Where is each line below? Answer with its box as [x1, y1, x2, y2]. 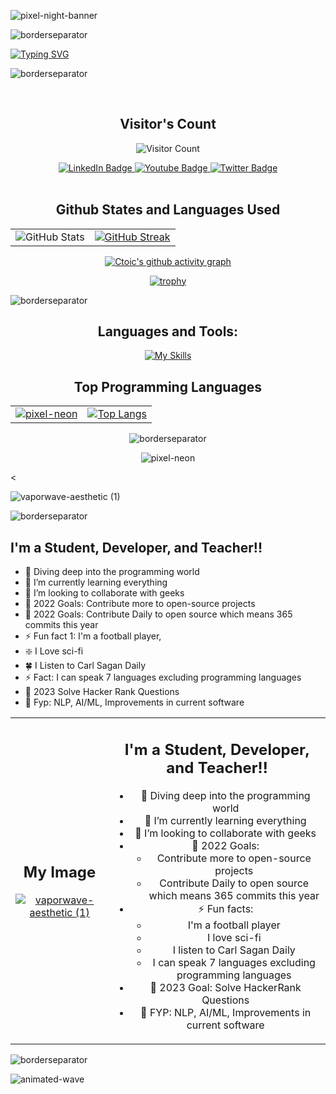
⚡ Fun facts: [197, 901, 254, 915]
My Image [23, 862, 97, 882]
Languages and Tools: [97, 323, 239, 340]
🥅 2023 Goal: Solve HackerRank [149, 980, 302, 994]
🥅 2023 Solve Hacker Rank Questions [24, 686, 180, 698]
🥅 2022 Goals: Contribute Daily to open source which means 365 [24, 608, 293, 620]
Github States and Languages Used [55, 201, 281, 219]
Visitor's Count [119, 116, 217, 133]
